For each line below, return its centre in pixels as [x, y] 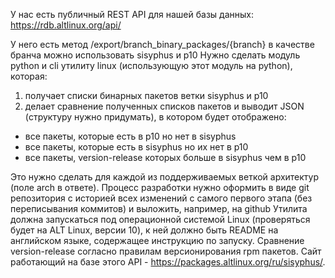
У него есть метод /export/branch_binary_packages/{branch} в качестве [162, 44]
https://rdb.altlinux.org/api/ [66, 25]
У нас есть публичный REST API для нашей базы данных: [132, 14]
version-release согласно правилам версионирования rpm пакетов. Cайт [166, 251]
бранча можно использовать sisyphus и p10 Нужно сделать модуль [155, 55]
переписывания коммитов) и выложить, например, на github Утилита [159, 208]
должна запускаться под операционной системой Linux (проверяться [160, 219]
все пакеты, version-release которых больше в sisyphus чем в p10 [165, 157]
